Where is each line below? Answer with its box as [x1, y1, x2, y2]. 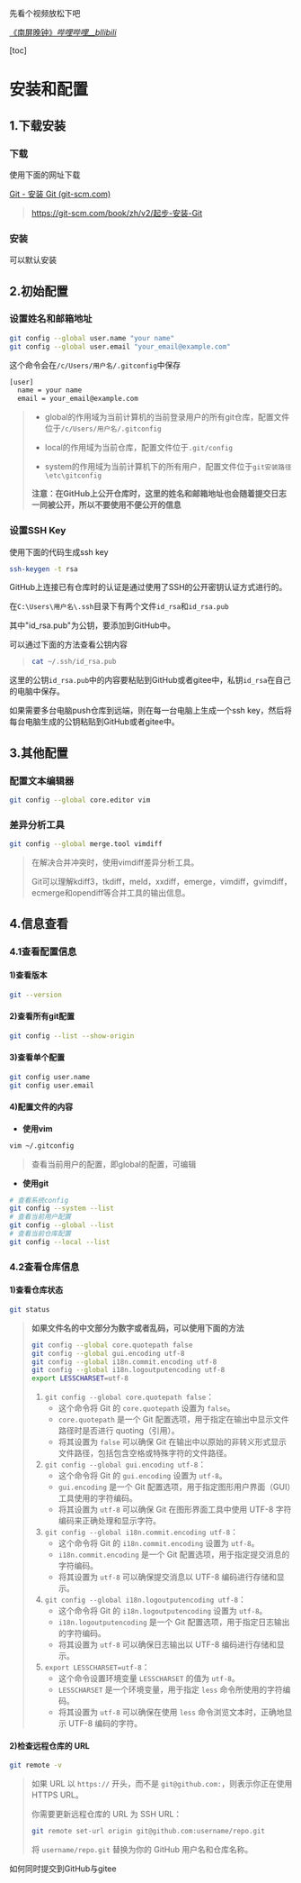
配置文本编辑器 [9, 774, 75, 787]
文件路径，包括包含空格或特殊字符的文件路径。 [58, 1448, 232, 1459]
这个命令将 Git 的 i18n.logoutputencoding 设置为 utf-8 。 [58, 1606, 268, 1616]
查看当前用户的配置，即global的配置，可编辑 [31, 1159, 197, 1169]
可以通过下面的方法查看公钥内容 [9, 639, 128, 650]
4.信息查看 [9, 916, 69, 932]
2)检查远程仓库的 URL [9, 1740, 90, 1751]
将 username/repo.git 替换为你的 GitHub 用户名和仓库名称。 [31, 1844, 253, 1855]
